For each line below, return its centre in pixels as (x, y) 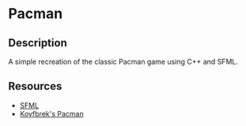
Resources (35, 86)
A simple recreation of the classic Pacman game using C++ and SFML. (123, 61)
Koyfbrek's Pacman (52, 113)
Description (38, 43)
